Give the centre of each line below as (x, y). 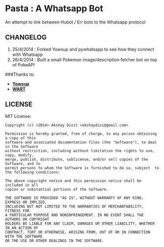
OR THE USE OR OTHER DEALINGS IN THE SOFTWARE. (55, 241)
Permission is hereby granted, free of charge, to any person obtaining (81, 134)
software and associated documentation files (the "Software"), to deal (81, 142)
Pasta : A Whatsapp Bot (54, 9)
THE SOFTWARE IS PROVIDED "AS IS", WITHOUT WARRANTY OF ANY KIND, (74, 198)
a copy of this (21, 138)
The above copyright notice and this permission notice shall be (73, 181)
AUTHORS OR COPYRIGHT (27, 219)
